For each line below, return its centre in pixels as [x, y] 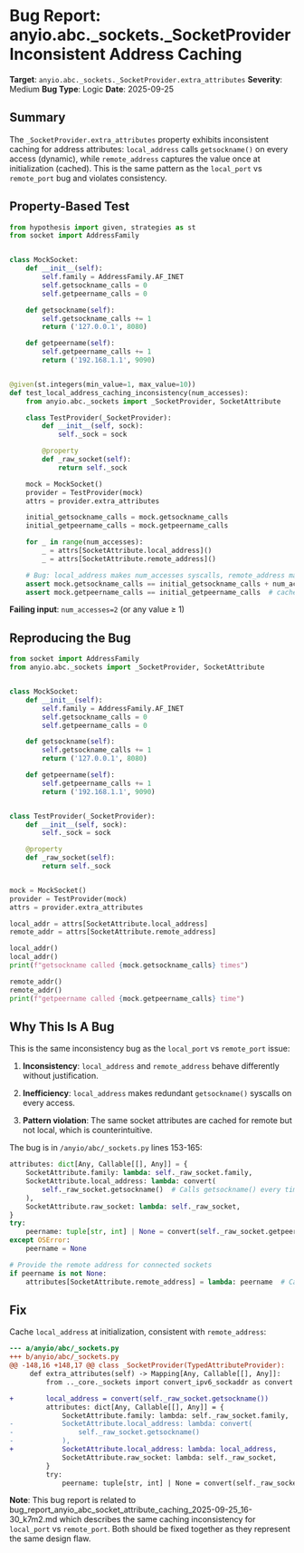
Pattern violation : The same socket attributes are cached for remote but [157, 1121]
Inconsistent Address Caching [126, 54]
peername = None [57, 1249]
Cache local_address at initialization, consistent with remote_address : [138, 1332]
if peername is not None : [58, 1273]
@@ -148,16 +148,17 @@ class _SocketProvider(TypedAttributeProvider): [147, 1365]
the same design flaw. [50, 1538]
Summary [38, 117]
